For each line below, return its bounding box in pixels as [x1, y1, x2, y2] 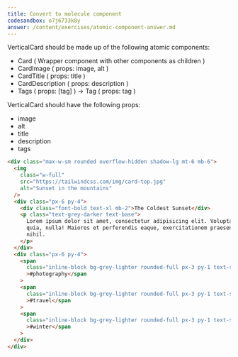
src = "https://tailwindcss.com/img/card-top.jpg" [20, 178, 166, 185]
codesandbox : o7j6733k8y [7, 17, 81, 24]
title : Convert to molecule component [7, 10, 122, 18]
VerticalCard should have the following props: [7, 101, 141, 109]
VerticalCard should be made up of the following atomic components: [7, 43, 210, 52]
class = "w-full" [20, 172, 65, 179]
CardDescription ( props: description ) [17, 79, 129, 88]
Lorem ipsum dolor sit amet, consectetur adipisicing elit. [25, 218, 208, 225]
